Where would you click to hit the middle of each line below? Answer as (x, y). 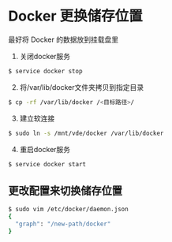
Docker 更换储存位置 (76, 16)
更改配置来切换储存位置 (65, 190)
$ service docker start (47, 164)
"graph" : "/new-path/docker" (63, 224)
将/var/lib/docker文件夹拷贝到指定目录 (82, 87)
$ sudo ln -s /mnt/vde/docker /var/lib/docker (86, 133)
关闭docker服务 (45, 56)
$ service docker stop (45, 71)
